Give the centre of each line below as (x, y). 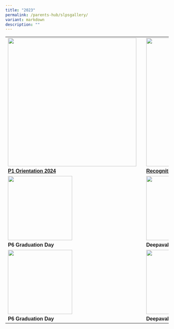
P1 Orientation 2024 (32, 171)
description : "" (23, 24)
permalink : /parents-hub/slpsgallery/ (47, 15)
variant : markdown (25, 20)
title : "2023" (21, 10)
